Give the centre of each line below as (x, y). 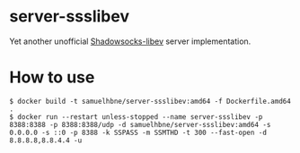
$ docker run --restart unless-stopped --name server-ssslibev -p (136, 117)
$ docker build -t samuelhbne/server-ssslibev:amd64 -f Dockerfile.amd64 (150, 101)
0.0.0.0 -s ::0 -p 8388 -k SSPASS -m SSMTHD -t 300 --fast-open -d (138, 132)
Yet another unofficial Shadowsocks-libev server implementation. (130, 41)
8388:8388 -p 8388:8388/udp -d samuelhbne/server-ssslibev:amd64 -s (140, 124)
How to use (52, 77)
